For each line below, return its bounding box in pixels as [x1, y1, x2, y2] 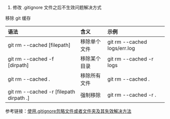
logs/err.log [107, 45, 135, 51]
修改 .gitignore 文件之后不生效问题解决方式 [12, 5, 102, 10]
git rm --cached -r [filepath [8, 88, 75, 95]
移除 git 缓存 [5, 15, 31, 21]
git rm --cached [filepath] [8, 42, 71, 48]
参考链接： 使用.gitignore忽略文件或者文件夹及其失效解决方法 [5, 108, 132, 114]
